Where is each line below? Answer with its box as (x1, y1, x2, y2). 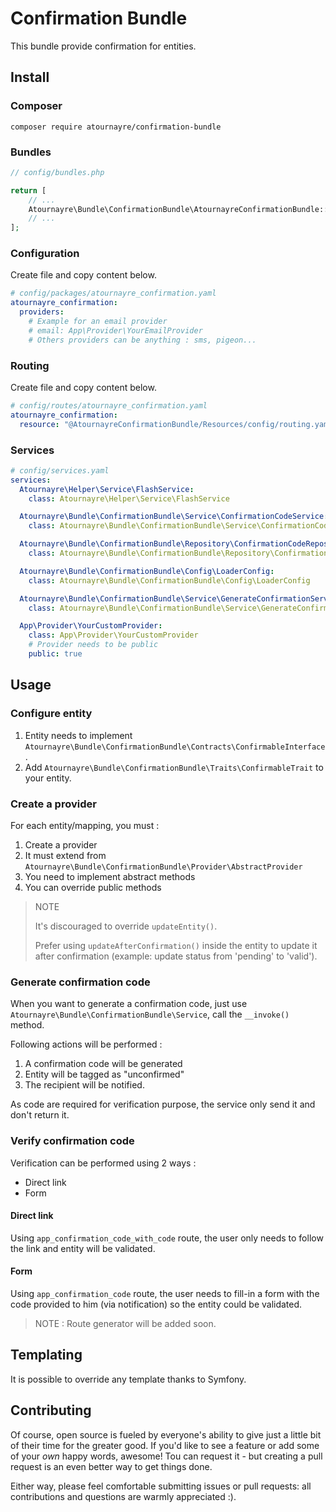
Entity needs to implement (24, 729, 133, 741)
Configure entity (10, 707, 93, 721)
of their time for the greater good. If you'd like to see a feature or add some (10, 1439, 320, 1451)
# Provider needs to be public (28, 640, 159, 650)
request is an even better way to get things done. (10, 1460, 213, 1472)
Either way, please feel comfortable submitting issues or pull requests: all (10, 1480, 312, 1492)
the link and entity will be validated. (10, 1242, 156, 1254)
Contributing (10, 1402, 92, 1419)
